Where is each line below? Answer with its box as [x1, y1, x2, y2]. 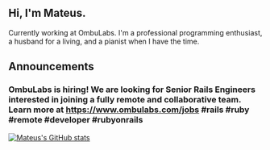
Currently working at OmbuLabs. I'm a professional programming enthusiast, [8, 27, 263, 37]
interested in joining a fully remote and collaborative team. [8, 94, 242, 106]
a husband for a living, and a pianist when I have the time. [8, 36, 200, 46]
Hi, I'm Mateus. [8, 6, 86, 20]
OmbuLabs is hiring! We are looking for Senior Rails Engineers [8, 84, 256, 95]
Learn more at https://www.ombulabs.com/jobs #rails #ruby [8, 104, 250, 115]
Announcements [8, 60, 94, 73]
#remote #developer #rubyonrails [8, 115, 143, 126]
